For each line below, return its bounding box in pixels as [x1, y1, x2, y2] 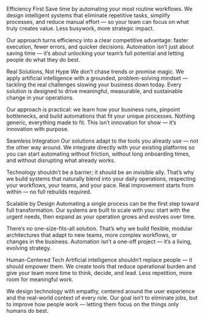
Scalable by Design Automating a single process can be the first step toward [6, 200, 199, 207]
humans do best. [6, 307, 49, 314]
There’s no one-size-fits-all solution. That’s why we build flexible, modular [6, 225, 193, 232]
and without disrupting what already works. [6, 157, 116, 164]
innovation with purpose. [6, 126, 69, 132]
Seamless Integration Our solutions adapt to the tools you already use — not [6, 137, 199, 144]
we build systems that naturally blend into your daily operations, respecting [6, 175, 196, 182]
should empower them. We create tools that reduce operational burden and [6, 263, 196, 270]
